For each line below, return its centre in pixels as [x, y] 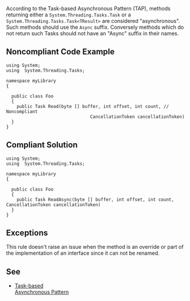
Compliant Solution [42, 145]
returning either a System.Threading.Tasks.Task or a [69, 15]
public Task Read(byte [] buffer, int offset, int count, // [93, 106]
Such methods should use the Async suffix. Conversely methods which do [95, 27]
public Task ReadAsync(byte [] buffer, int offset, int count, [96, 199]
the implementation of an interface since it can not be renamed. [83, 253]
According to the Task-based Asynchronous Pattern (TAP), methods [89, 9]
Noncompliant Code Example [60, 52]
